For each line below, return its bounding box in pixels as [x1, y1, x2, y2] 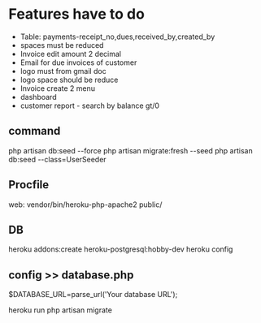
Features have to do [8, 5, 145, 24]
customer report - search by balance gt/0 [20, 101, 160, 110]
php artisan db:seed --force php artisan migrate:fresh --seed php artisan [8, 145, 254, 155]
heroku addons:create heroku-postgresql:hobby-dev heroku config [8, 244, 233, 254]
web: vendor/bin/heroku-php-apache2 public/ [8, 200, 163, 209]
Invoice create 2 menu [20, 83, 96, 93]
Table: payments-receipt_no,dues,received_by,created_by [20, 32, 215, 41]
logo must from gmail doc [20, 66, 107, 75]
